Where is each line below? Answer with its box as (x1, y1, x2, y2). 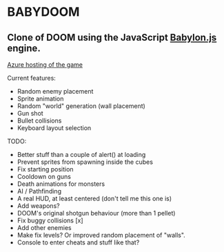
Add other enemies (17, 224, 72, 231)
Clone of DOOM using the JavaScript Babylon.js (7, 32, 217, 43)
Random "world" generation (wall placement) (17, 102, 146, 110)
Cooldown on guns (17, 173, 71, 180)
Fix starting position (17, 165, 74, 173)
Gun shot (17, 109, 43, 117)
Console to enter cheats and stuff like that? (17, 238, 140, 246)
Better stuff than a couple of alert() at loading (17, 151, 146, 158)
